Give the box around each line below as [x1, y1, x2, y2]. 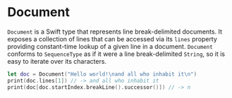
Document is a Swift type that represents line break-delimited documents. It [7, 27, 222, 36]
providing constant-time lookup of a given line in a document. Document [7, 42, 213, 50]
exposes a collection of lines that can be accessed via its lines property [7, 34, 217, 43]
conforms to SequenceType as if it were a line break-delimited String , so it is [7, 50, 226, 58]
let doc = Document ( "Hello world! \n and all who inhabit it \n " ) [7, 71, 197, 78]
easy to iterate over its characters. [7, 57, 107, 65]
